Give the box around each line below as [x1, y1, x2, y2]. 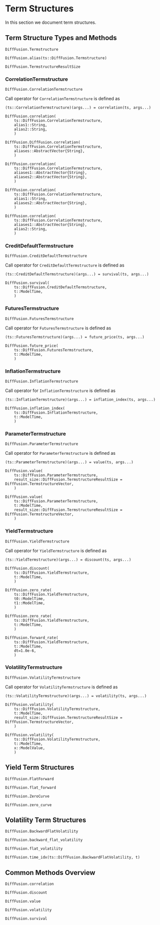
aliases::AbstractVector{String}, [14, 149, 85, 154]
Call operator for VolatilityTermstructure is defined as [5, 684, 118, 690]
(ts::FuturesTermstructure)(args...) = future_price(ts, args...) [5, 334, 145, 339]
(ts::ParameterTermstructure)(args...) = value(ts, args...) [5, 460, 134, 465]
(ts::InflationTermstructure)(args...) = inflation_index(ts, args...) [5, 397, 156, 402]
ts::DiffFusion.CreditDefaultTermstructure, [14, 285, 107, 290]
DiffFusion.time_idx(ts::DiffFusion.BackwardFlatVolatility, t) [5, 855, 140, 860]
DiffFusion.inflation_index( [5, 406, 65, 411]
